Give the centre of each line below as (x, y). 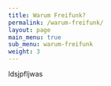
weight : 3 (24, 52)
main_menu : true (35, 37)
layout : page (30, 30)
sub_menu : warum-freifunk (50, 45)
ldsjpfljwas (26, 74)
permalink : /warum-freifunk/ (56, 23)
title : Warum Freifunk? (47, 15)
